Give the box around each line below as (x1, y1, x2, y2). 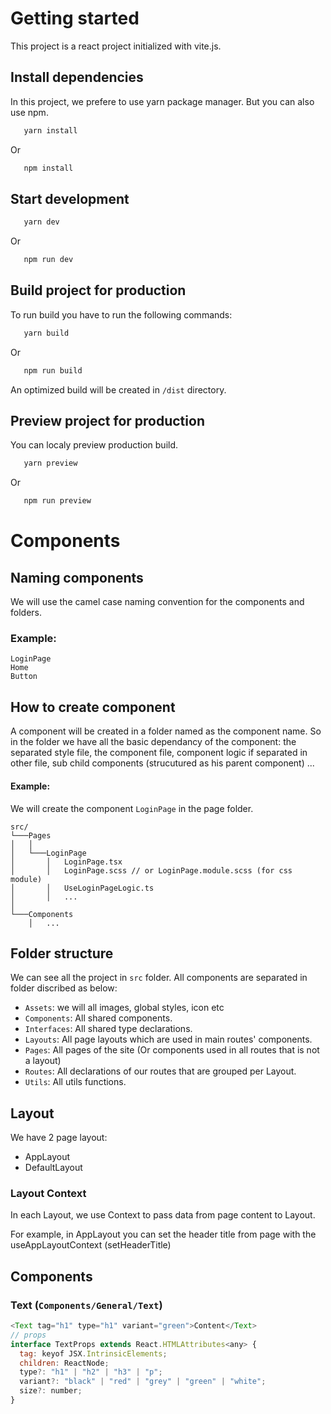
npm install (23, 163, 74, 173)
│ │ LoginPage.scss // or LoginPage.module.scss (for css (10, 865, 293, 876)
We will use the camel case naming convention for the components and (10, 596, 305, 608)
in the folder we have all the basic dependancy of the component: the (10, 736, 297, 748)
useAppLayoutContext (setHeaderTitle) (10, 1239, 172, 1251)
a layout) (24, 1055, 62, 1067)
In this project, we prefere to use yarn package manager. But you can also (10, 95, 315, 107)
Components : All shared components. (24, 1012, 173, 1024)
